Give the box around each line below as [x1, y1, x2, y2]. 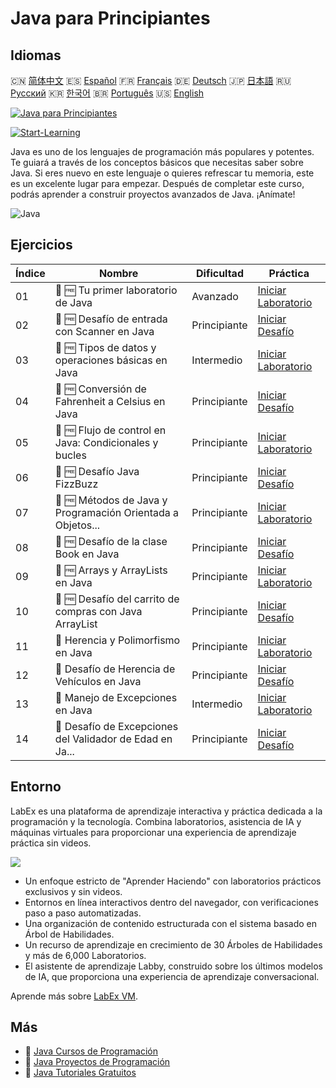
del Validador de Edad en [54, 732, 173, 746]
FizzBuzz [54, 477, 99, 491]
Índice [15, 266, 46, 280]
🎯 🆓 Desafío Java [54, 464, 140, 478]
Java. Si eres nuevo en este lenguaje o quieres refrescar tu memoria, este [10, 167, 315, 179]
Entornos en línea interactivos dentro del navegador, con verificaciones [24, 896, 319, 908]
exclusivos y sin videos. [24, 885, 123, 897]
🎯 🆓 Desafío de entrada [54, 312, 168, 326]
